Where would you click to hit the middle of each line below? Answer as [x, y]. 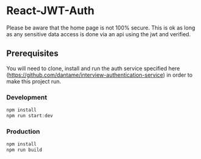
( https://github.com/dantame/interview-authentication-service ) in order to [100, 75]
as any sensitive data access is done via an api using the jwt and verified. [99, 34]
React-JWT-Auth [50, 11]
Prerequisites [32, 54]
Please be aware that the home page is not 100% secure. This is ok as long [101, 28]
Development [27, 97]
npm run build [24, 150]
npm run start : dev [30, 115]
